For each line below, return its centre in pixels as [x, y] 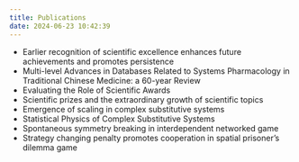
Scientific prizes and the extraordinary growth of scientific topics [143, 99]
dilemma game [50, 147]
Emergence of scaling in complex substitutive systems [123, 109]
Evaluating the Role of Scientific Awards [96, 90]
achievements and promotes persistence [98, 61]
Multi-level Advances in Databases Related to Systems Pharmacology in [156, 71]
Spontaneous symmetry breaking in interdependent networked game [150, 128]
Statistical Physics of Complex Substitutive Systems [118, 119]
